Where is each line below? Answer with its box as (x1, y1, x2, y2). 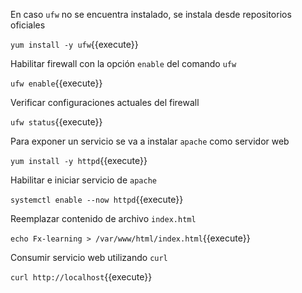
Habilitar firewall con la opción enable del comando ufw (10, 58, 237, 69)
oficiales (10, 19, 46, 31)
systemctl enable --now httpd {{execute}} (10, 194, 184, 205)
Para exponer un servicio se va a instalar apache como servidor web (10, 135, 290, 147)
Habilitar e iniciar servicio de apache (10, 174, 157, 186)
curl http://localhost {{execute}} (10, 271, 153, 283)
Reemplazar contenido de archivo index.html (10, 213, 197, 224)
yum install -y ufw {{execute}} (10, 39, 139, 50)
